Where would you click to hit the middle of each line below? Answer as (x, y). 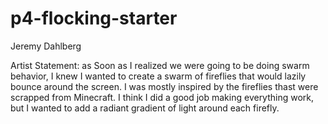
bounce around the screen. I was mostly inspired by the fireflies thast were (164, 86)
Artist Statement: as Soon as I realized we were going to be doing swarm (160, 65)
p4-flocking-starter (94, 18)
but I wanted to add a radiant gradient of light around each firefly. (145, 108)
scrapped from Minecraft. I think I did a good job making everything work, (162, 97)
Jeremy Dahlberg (46, 46)
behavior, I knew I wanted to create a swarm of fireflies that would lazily (158, 76)
